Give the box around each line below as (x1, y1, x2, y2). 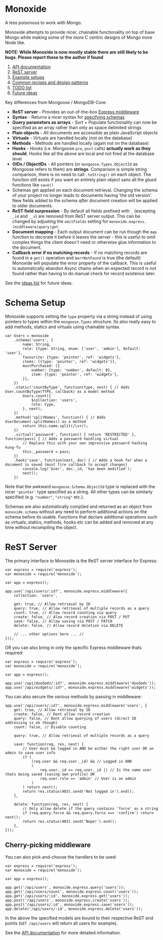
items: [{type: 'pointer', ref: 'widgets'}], (22, 359, 117, 364)
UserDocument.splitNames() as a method (5, 419, 86, 424)
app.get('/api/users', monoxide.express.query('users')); (5, 885, 125, 890)
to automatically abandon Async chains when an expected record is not (12, 265, 157, 271)
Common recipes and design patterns (12, 79, 89, 85)
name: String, (22, 342, 51, 347)
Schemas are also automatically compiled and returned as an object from (5, 503, 152, 509)
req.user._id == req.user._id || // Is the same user (40, 767, 152, 772)
